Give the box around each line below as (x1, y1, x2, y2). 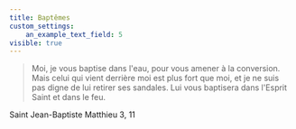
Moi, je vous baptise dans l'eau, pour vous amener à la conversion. (31, 63, 281, 74)
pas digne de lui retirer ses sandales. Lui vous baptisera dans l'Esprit (31, 82, 287, 93)
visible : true (9, 38, 63, 48)
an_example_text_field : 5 (25, 30, 124, 39)
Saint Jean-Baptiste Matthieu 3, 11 (9, 109, 135, 120)
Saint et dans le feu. (31, 92, 106, 103)
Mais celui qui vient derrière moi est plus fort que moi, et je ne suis (31, 73, 280, 84)
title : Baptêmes (9, 13, 70, 23)
